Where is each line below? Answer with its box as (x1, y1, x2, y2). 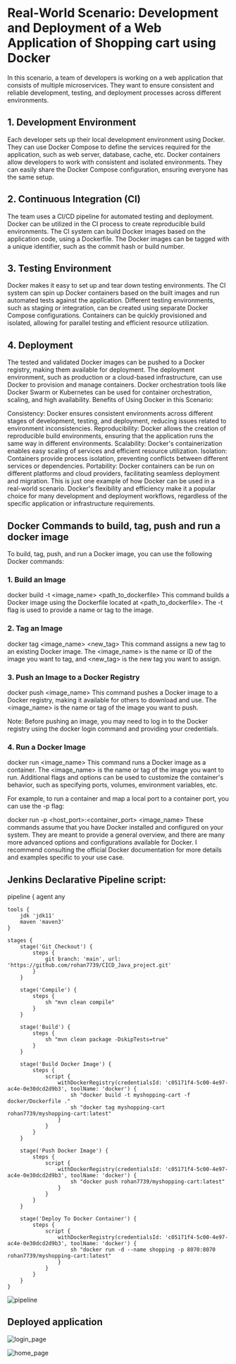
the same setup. (7, 172, 54, 181)
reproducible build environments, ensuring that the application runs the (7, 432, 213, 440)
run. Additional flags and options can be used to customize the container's (7, 773, 224, 782)
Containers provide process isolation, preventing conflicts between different (7, 454, 228, 463)
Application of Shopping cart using (7, 35, 216, 51)
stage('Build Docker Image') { (20, 1061, 112, 1068)
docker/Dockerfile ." (7, 1098, 71, 1105)
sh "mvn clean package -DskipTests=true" (44, 1036, 169, 1043)
